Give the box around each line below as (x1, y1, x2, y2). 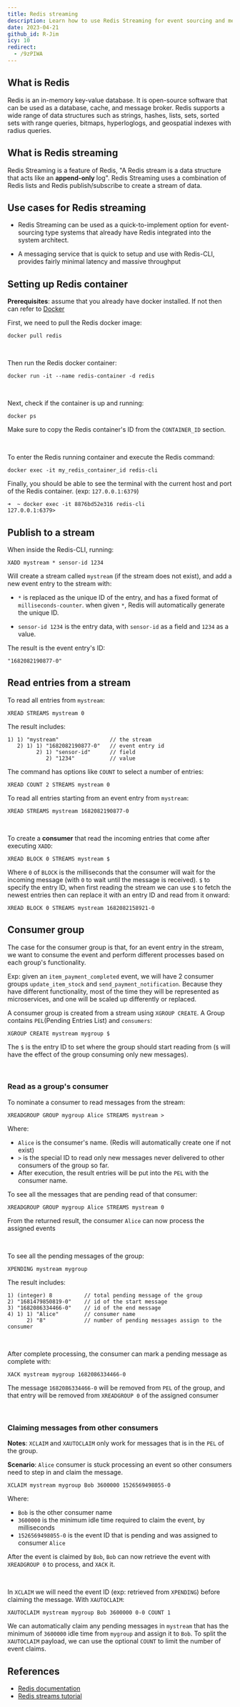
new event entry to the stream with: (7, 579, 112, 588)
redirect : (7, 44, 37, 51)
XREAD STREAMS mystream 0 (7, 709, 84, 717)
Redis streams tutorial (17, 1691, 82, 1700)
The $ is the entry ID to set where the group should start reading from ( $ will (7, 1042, 231, 1051)
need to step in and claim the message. (7, 1468, 124, 1477)
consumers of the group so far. (17, 1161, 109, 1169)
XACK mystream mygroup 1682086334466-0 (7, 1370, 126, 1378)
